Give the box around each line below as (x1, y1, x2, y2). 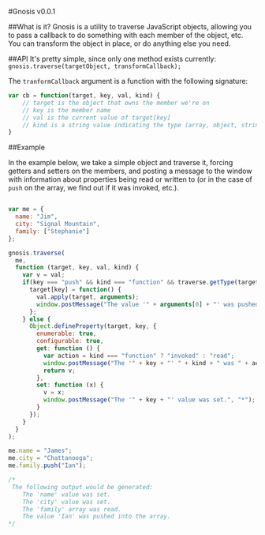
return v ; (43, 367, 77, 375)
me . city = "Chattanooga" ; (8, 454, 93, 462)
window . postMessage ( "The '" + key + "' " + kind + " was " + (43, 359, 248, 367)
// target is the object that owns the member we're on (22, 99, 211, 107)
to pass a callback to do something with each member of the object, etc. (8, 31, 244, 40)
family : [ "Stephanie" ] (15, 227, 90, 235)
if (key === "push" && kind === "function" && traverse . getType (22, 278, 235, 287)
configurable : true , (36, 337, 104, 345)
